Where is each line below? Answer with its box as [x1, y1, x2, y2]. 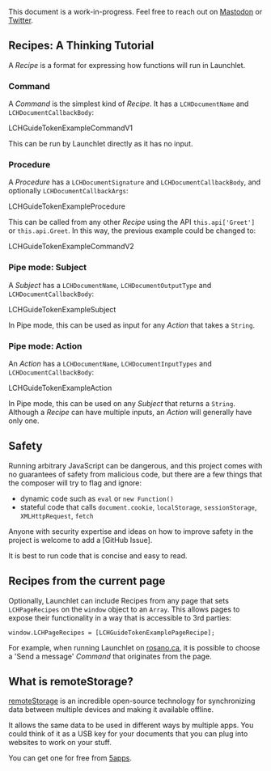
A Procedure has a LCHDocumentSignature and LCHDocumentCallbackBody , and [8, 177, 261, 187]
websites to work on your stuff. [8, 738, 112, 748]
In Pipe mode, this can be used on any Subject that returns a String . [8, 399, 236, 408]
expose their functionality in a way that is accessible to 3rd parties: [8, 612, 232, 622]
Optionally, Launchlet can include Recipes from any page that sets [8, 595, 229, 605]
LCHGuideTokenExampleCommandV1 [8, 123, 133, 133]
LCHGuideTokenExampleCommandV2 [8, 242, 135, 252]
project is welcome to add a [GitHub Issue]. [8, 535, 153, 544]
